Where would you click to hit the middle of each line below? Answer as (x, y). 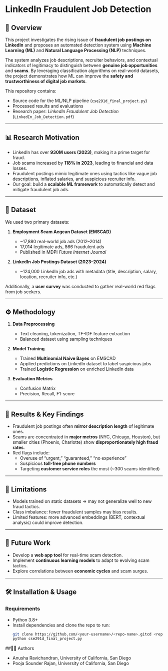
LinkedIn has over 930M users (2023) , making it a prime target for (81, 152)
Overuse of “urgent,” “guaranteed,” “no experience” (73, 458)
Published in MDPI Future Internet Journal (63, 252)
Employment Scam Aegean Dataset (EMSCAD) (62, 232)
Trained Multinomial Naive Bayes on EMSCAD (68, 358)
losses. (20, 168)
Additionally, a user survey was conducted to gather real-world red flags (80, 286)
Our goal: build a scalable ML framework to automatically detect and (83, 184)
